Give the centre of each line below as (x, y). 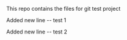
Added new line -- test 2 (37, 32)
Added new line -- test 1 (36, 20)
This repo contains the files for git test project (63, 9)
